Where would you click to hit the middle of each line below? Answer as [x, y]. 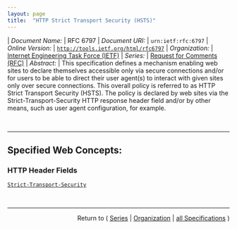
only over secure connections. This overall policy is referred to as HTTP [111, 85]
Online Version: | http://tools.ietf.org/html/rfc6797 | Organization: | [110, 48]
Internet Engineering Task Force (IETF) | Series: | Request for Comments [112, 55]
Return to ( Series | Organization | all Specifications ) [153, 218]
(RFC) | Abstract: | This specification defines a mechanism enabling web [113, 63]
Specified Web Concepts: [65, 150]
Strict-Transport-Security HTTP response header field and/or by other [109, 100]
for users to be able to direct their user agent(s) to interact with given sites [115, 78]
